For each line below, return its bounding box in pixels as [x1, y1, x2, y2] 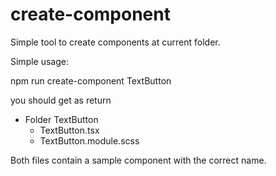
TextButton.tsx [39, 124, 100, 136]
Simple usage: [10, 55, 70, 67]
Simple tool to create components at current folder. [10, 36, 221, 48]
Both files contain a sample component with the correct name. [10, 154, 267, 166]
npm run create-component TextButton [10, 74, 172, 87]
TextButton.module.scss [39, 134, 140, 147]
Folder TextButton [24, 113, 99, 125]
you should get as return [10, 94, 112, 106]
